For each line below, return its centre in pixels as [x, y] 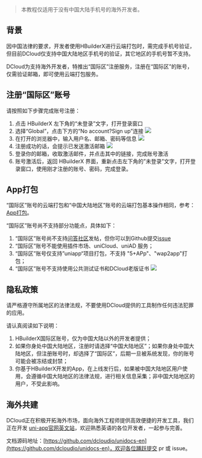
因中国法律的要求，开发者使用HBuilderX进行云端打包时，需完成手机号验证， [101, 46]
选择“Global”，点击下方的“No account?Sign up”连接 [79, 131]
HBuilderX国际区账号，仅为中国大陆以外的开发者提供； [83, 338]
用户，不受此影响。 [39, 384]
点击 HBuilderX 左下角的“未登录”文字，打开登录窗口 [79, 123]
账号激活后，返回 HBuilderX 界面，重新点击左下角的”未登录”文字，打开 [103, 161]
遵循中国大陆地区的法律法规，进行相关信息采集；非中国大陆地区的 [113, 376]
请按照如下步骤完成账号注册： [43, 111]
